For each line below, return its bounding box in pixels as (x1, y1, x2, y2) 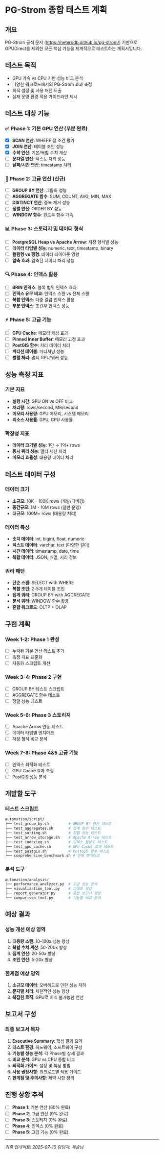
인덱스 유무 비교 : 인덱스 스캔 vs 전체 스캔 (12, 291, 89, 296)
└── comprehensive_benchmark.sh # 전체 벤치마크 (5, 853, 100, 858)
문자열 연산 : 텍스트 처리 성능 (12, 155, 66, 162)
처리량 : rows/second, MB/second (12, 404, 79, 410)
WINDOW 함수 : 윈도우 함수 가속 (12, 212, 74, 218)
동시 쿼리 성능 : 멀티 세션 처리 (12, 448, 67, 454)
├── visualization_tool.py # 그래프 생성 (5, 886, 92, 891)
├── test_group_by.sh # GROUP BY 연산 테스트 (5, 821, 112, 826)
